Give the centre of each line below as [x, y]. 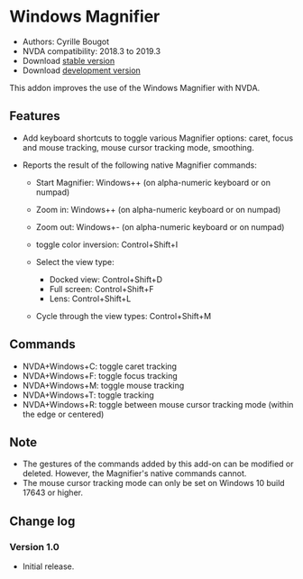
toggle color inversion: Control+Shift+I [107, 244]
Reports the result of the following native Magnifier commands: [139, 165]
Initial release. [48, 566]
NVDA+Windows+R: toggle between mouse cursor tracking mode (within [158, 404]
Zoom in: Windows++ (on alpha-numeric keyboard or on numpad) [158, 209]
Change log [42, 521]
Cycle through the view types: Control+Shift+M [124, 316]
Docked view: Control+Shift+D [106, 279]
